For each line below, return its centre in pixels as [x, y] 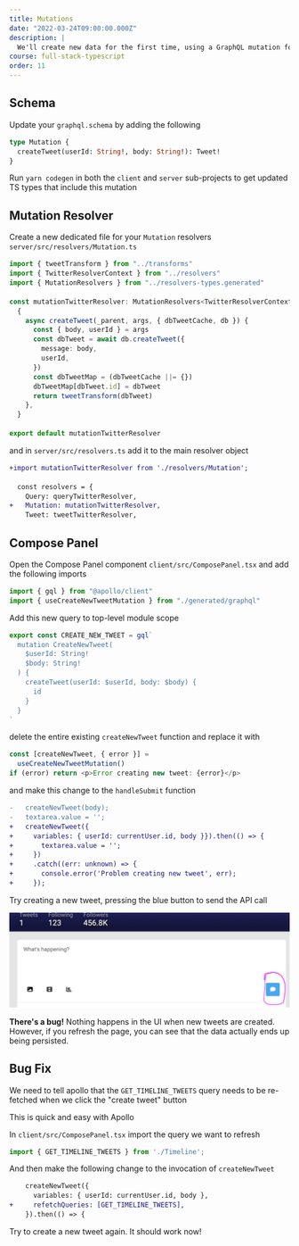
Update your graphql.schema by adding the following [105, 124]
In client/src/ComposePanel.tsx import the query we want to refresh [135, 1134]
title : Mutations [41, 19]
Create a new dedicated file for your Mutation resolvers [110, 237]
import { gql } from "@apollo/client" [81, 591]
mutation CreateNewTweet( [65, 644]
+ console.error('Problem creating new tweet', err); [123, 874]
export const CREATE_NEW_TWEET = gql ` [81, 635]
